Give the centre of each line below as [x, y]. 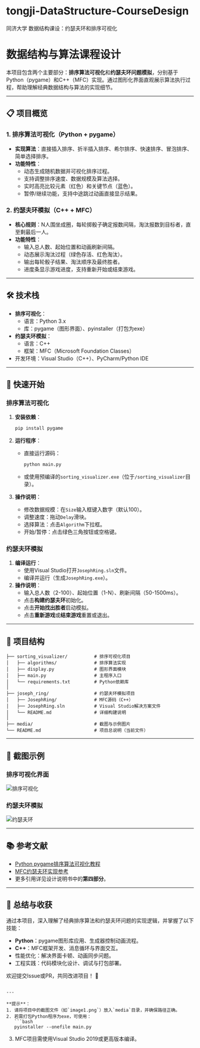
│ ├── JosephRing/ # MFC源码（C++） [70, 700]
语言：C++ [37, 343]
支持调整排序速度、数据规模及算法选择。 [73, 178]
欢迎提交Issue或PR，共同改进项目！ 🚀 [53, 975]
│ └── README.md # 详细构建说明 [66, 713]
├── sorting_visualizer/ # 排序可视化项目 [68, 657]
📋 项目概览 [27, 114]
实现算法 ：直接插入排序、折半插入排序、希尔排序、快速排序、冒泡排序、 [103, 149]
